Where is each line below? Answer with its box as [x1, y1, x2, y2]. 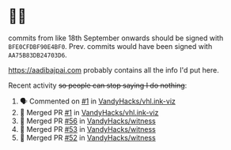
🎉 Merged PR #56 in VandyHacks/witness [19, 116, 157, 126]
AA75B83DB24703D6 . [8, 50, 67, 59]
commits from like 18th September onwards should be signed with [8, 33, 224, 43]
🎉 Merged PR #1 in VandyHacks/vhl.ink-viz [19, 107, 159, 117]
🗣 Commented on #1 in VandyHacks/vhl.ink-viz [19, 96, 176, 106]
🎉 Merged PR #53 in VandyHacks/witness [19, 124, 156, 133]
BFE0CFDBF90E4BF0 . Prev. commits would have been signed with [8, 41, 213, 51]
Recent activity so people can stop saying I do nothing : [8, 81, 187, 90]
